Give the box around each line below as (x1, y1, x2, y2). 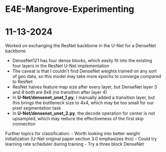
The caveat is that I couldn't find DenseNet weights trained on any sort (12, 68, 157, 74)
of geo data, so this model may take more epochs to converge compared (12, 74, 162, 79)
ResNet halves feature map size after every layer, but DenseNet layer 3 (12, 84, 157, 90)
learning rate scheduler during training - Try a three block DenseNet (5, 141, 144, 147)
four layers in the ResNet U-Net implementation (12, 63, 110, 69)
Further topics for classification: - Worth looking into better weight (5, 131, 140, 137)
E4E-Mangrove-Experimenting (5, 3, 135, 15)
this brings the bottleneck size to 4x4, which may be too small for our (12, 100, 154, 106)
